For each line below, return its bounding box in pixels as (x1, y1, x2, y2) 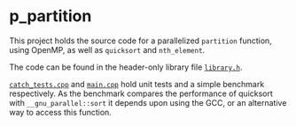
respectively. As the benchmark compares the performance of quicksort (9, 88, 273, 99)
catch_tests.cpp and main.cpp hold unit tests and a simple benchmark (9, 78, 265, 89)
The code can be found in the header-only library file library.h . (9, 62, 243, 72)
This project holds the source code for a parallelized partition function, (9, 35, 272, 46)
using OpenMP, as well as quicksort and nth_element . (9, 44, 206, 55)
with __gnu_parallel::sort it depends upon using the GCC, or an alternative (9, 97, 287, 107)
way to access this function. (9, 107, 113, 117)
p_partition (9, 6, 92, 26)
